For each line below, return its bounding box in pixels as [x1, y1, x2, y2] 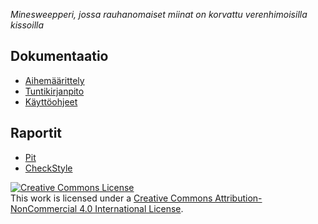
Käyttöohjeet [24, 95, 78, 108]
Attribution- [214, 192, 263, 204]
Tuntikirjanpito [24, 85, 85, 97]
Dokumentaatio [10, 48, 109, 65]
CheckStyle [24, 162, 73, 174]
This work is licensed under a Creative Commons [10, 192, 213, 204]
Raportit [10, 125, 63, 142]
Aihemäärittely [24, 74, 85, 86]
